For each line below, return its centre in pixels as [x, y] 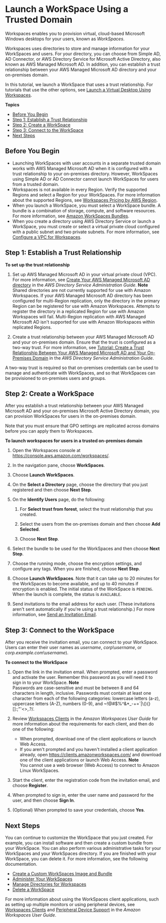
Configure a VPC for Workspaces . [47, 237]
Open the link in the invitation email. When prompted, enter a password [85, 672]
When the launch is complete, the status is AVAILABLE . [67, 594]
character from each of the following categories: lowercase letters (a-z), [86, 698]
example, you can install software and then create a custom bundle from [79, 843]
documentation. [21, 864]
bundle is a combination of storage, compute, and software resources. [84, 210]
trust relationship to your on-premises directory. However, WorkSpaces [85, 174]
